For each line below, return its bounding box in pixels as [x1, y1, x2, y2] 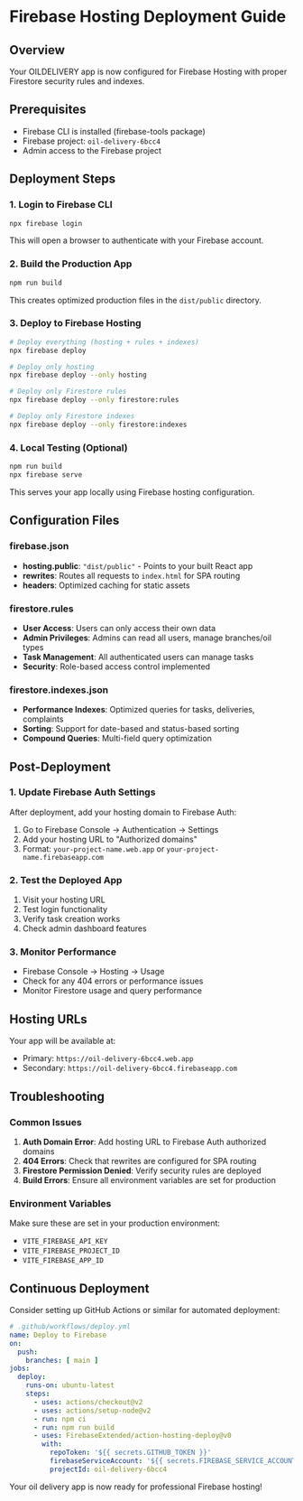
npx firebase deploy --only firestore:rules [9, 396, 179, 405]
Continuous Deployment [9, 1281, 150, 1296]
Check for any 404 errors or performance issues [22, 975, 204, 986]
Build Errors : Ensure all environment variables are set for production [22, 1174, 277, 1185]
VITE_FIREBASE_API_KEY [22, 1237, 108, 1246]
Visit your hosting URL [22, 894, 106, 905]
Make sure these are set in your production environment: [9, 1217, 221, 1229]
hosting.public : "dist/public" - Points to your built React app [22, 560, 253, 571]
